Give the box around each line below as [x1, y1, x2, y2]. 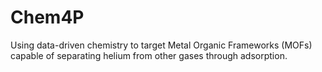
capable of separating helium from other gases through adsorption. [10, 49, 288, 61]
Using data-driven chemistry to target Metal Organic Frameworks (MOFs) [10, 39, 313, 51]
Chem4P [10, 6, 85, 29]
